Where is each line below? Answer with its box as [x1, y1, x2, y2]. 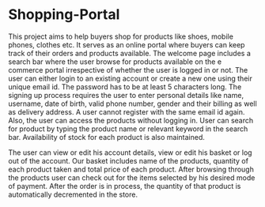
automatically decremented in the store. [8, 190, 138, 199]
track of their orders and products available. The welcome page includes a [8, 48, 251, 58]
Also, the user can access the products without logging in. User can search [8, 115, 254, 125]
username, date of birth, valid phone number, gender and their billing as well [8, 99, 257, 108]
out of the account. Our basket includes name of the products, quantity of [8, 156, 249, 165]
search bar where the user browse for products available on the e [8, 57, 222, 66]
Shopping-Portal [8, 6, 120, 24]
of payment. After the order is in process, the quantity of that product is [8, 181, 241, 190]
